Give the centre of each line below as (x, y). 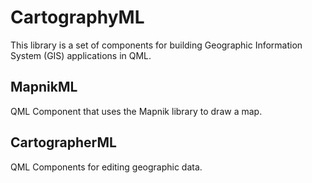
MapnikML (44, 87)
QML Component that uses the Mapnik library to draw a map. (136, 111)
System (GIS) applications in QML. (81, 55)
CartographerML (63, 142)
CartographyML (77, 17)
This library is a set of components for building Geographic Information (156, 45)
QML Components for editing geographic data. (106, 167)
